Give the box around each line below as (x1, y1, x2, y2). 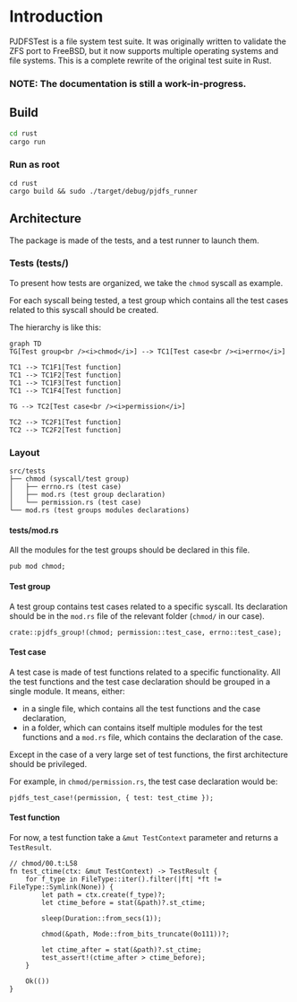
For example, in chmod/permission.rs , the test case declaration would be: (9, 776, 278, 787)
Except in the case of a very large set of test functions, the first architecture (9, 749, 289, 760)
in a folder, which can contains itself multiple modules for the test (21, 722, 263, 733)
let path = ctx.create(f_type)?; (41, 890, 166, 899)
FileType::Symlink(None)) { (9, 882, 115, 892)
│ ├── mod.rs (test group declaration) (9, 491, 166, 500)
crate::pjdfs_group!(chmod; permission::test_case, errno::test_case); (9, 628, 282, 637)
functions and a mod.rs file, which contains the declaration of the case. (21, 731, 284, 742)
